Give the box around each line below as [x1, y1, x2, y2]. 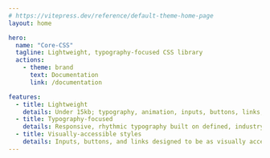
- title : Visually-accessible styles [15, 130, 142, 139]
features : [8, 93, 42, 101]
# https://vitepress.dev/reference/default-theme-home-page [8, 11, 215, 20]
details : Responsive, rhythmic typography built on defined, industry [22, 123, 264, 131]
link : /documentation [29, 78, 103, 87]
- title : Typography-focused [15, 115, 113, 124]
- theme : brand [22, 63, 74, 72]
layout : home [8, 19, 52, 27]
